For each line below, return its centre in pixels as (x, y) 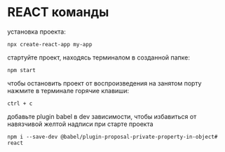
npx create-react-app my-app (50, 44)
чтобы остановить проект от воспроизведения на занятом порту (104, 83)
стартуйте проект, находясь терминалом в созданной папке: (99, 57)
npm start (22, 70)
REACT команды (58, 12)
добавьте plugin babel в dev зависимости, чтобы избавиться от (102, 116)
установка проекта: (37, 32)
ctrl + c (20, 103)
